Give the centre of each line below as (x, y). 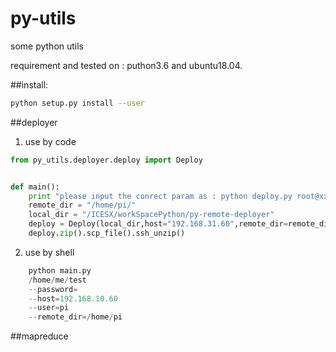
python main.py (60, 270)
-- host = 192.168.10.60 (73, 298)
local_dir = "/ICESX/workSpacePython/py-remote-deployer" (151, 215)
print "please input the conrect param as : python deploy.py (160, 196)
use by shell (49, 252)
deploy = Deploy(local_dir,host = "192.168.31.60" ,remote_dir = (158, 224)
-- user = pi (49, 308)
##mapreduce (39, 336)
